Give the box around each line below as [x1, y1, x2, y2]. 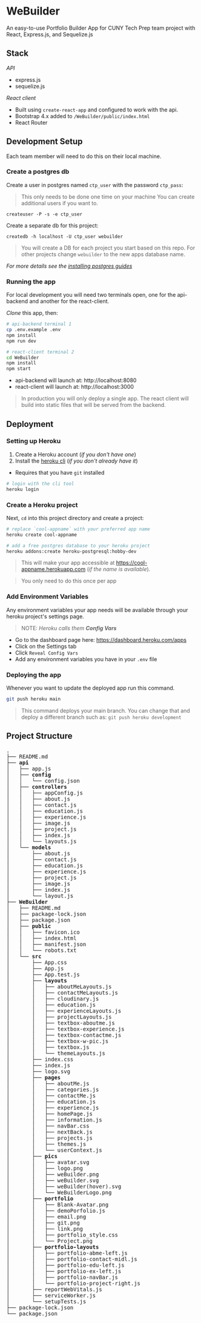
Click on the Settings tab [15, 642, 77, 650]
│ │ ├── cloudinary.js [6, 995, 99, 1002]
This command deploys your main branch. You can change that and [21, 707, 191, 714]
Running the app [6, 277, 56, 286]
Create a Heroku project [6, 501, 78, 509]
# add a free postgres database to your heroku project [6, 543, 150, 549]
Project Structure [6, 731, 73, 741]
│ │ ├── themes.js [6, 1140, 87, 1147]
